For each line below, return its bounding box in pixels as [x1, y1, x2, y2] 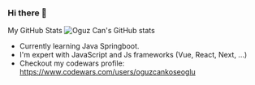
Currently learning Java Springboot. [19, 41, 140, 51]
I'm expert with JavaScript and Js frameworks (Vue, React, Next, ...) [19, 50, 248, 60]
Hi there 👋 [7, 7, 48, 19]
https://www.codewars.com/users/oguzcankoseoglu [19, 67, 196, 77]
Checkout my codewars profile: [19, 58, 125, 68]
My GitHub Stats [7, 26, 63, 36]
